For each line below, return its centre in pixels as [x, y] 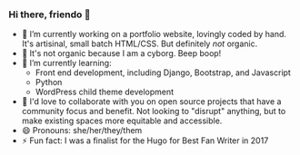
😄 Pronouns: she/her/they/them [82, 131]
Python [49, 82]
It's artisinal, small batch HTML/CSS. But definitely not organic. [140, 44]
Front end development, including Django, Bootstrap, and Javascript [163, 73]
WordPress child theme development [105, 92]
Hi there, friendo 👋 [50, 15]
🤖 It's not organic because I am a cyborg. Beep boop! [121, 53]
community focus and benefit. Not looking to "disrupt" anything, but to [154, 111]
